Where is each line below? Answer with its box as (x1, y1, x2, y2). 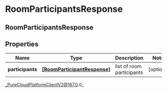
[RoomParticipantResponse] (42, 66, 111, 73)
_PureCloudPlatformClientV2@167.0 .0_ (5, 82, 84, 88)
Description (115, 54, 144, 61)
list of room (115, 63, 142, 70)
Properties (5, 40, 39, 48)
